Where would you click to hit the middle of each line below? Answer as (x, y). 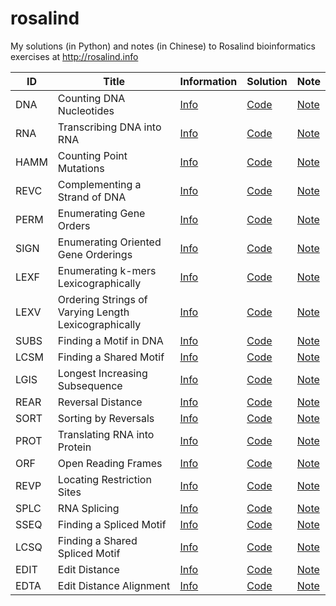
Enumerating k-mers (107, 270)
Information (208, 81)
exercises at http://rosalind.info (74, 56)
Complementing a (99, 184)
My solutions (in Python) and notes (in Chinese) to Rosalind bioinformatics (163, 46)
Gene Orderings (95, 254)
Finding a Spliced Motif (112, 524)
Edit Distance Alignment (114, 585)
